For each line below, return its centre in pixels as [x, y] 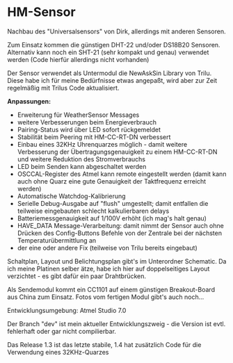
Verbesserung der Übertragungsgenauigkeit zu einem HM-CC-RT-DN [117, 152]
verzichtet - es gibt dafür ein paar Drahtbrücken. [77, 276]
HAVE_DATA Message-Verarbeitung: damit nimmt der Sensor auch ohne [120, 225]
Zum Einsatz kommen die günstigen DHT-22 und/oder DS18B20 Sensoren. [114, 45]
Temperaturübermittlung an [57, 240]
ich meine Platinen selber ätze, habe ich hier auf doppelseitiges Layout [109, 268]
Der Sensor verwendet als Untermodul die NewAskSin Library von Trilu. [110, 73]
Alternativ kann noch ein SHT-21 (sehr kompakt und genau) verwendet [108, 52]
